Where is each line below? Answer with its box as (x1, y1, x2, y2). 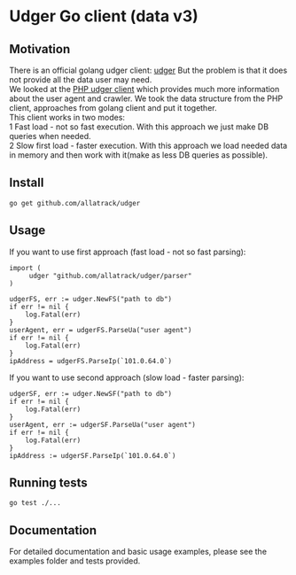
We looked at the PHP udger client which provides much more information (9, 84, 280, 94)
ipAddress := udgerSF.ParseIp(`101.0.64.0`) (9, 451, 176, 460)
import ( (9, 263, 42, 272)
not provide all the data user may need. (9, 74, 152, 85)
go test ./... (9, 499, 62, 508)
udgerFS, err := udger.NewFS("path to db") (9, 294, 173, 303)
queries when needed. (9, 131, 91, 141)
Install (9, 175, 44, 190)
